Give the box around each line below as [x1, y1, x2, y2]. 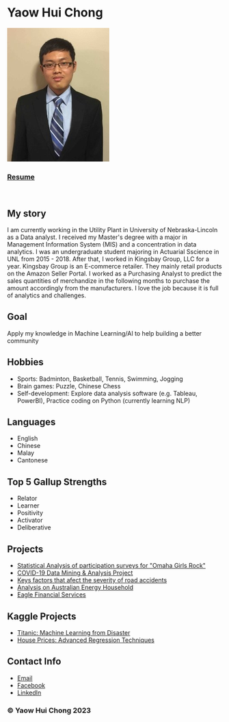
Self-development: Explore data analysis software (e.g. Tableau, [16, 389, 198, 397]
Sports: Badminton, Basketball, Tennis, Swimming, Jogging [16, 375, 183, 383]
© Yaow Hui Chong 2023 [7, 706, 91, 715]
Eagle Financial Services [16, 590, 87, 599]
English [16, 434, 38, 443]
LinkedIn [16, 688, 42, 697]
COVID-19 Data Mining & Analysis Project [16, 569, 133, 577]
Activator [16, 516, 43, 525]
